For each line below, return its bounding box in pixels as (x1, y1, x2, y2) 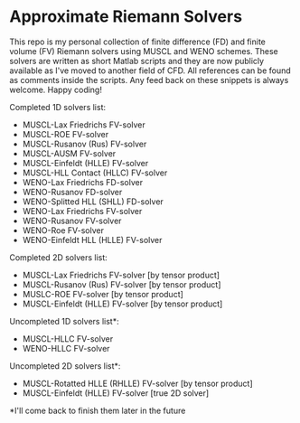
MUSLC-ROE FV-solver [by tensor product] (22, 288, 183, 299)
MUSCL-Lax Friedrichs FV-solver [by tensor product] (22, 269, 220, 280)
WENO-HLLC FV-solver (22, 343, 110, 353)
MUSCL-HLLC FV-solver (22, 333, 114, 344)
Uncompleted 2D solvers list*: (9, 360, 121, 371)
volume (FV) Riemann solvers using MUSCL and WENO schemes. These (9, 45, 278, 56)
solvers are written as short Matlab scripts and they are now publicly (9, 55, 265, 66)
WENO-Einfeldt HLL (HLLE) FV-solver (22, 234, 163, 245)
